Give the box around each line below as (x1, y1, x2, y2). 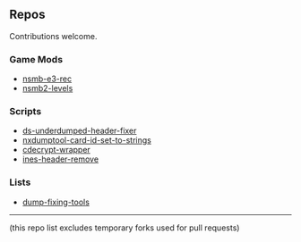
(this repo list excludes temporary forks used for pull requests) (9, 222, 240, 233)
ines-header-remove (21, 154, 99, 164)
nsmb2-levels (21, 83, 73, 94)
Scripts (9, 105, 42, 118)
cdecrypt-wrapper (21, 145, 91, 155)
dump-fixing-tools (21, 196, 90, 207)
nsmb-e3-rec (21, 73, 73, 84)
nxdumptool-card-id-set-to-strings (21, 135, 152, 146)
